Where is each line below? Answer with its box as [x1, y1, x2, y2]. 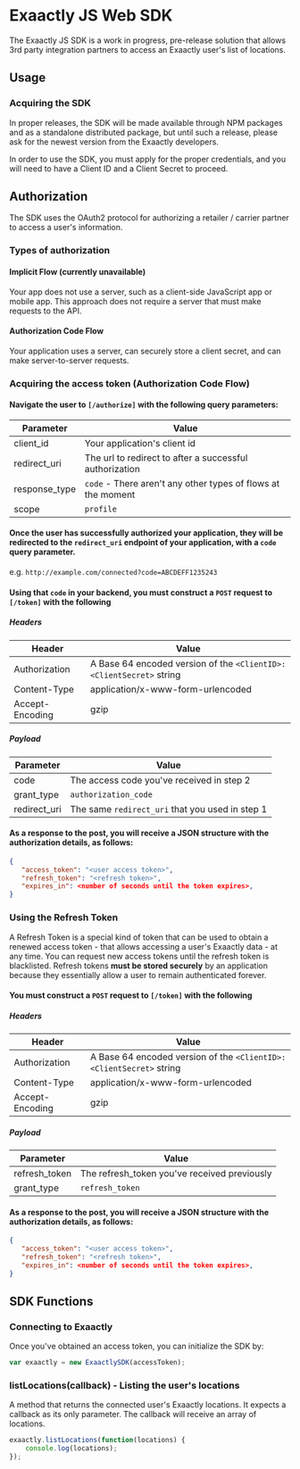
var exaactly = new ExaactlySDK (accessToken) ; [9, 1358, 186, 1367]
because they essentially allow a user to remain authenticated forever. [9, 969, 267, 980]
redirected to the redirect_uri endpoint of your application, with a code [9, 537, 277, 548]
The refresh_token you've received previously [79, 1167, 272, 1180]
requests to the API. [9, 305, 82, 316]
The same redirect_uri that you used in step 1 [70, 802, 268, 815]
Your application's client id [84, 436, 196, 449]
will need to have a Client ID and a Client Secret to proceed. [9, 162, 229, 174]
